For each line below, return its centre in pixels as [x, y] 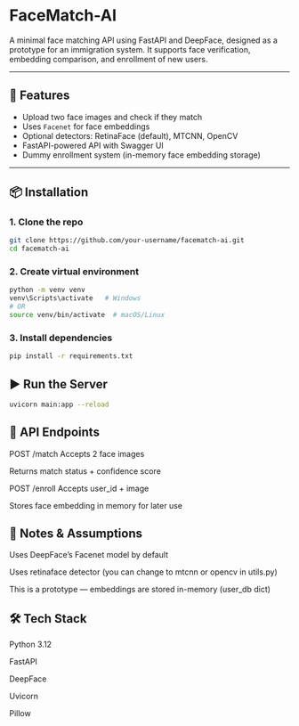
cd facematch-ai [39, 249]
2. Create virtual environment [74, 272]
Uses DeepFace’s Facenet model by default [89, 555]
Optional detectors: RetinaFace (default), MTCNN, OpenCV [130, 135]
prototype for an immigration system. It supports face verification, [130, 49]
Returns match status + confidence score [85, 471]
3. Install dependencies [61, 338]
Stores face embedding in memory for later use [96, 505]
